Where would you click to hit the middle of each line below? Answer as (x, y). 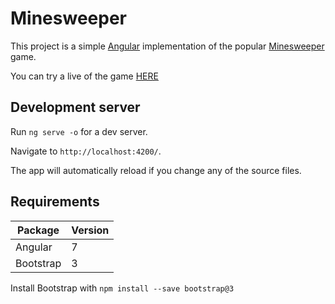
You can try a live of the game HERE (84, 76)
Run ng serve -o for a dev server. (79, 131)
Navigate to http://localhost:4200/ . (86, 151)
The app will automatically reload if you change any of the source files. (156, 170)
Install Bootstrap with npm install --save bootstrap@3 (122, 288)
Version (90, 230)
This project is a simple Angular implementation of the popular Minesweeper (167, 46)
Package (38, 230)
